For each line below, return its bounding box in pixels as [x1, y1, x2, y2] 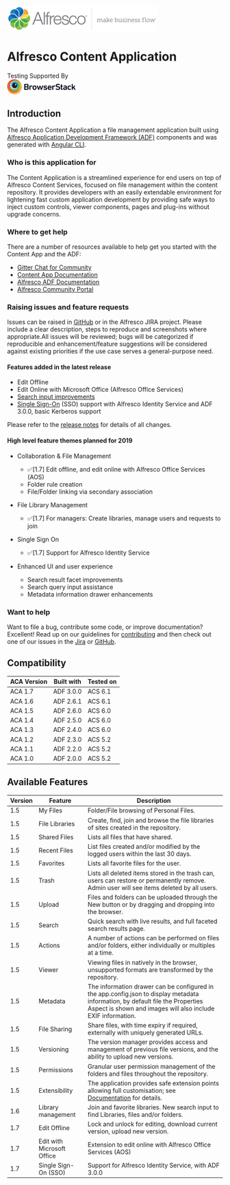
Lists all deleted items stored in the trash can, [88, 869, 215, 877]
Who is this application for [7, 157, 97, 167]
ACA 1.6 [10, 697, 34, 705]
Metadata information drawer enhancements [27, 590, 153, 598]
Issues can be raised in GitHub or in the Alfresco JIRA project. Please [7, 318, 202, 326]
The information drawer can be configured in [88, 982, 214, 990]
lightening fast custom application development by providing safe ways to [7, 195, 216, 203]
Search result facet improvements [27, 575, 123, 584]
